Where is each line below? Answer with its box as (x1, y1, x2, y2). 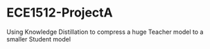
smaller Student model (6, 35, 71, 43)
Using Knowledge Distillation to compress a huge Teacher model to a (6, 28, 204, 36)
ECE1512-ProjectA (6, 5, 113, 21)
